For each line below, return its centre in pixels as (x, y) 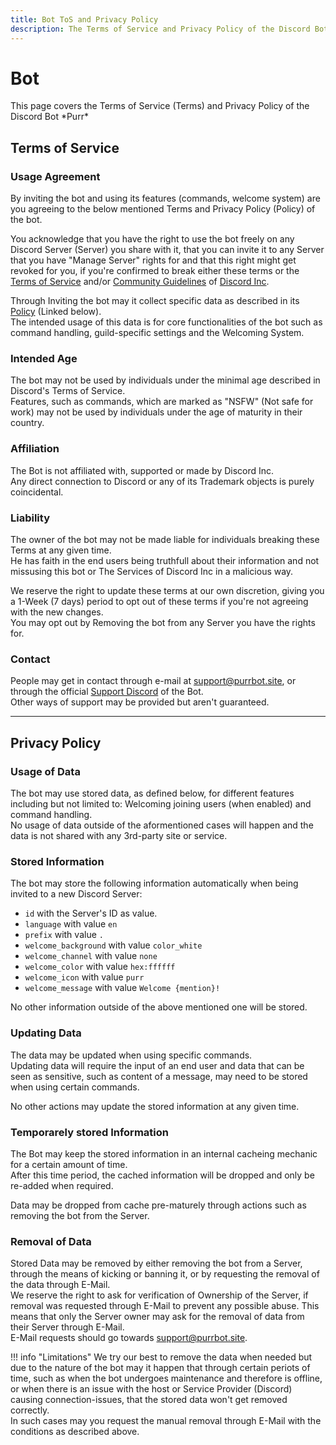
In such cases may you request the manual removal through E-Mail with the (166, 1421)
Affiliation (35, 449)
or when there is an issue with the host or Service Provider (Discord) (151, 1389)
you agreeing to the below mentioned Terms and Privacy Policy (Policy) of (163, 209)
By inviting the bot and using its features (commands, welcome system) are (165, 198)
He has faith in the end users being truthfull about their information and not (165, 561)
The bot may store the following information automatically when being (154, 883)
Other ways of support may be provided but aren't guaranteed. (140, 702)
